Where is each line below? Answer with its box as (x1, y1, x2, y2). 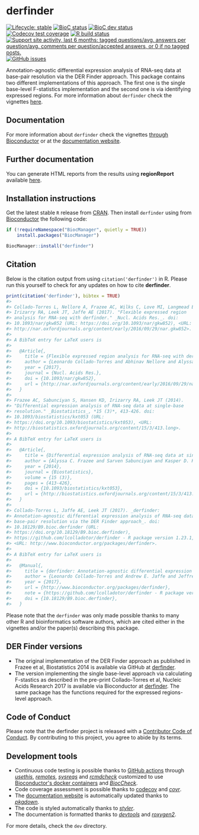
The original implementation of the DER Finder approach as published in (14, 657, 191, 664)
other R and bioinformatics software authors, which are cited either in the (6, 618, 185, 625)
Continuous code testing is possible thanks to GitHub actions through (14, 767, 185, 774)
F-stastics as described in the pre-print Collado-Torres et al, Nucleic (14, 676, 182, 683)
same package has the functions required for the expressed (14, 688, 161, 696)
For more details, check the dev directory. (6, 823, 107, 830)
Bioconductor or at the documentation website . (6, 137, 121, 144)
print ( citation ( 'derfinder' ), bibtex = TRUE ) (6, 293, 120, 299)
